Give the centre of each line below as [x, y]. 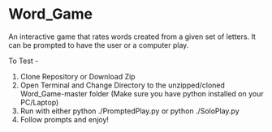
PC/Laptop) [39, 102]
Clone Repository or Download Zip [78, 76]
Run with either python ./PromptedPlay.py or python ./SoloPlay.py [130, 111]
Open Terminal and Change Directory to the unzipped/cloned [123, 85]
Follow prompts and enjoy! [65, 119]
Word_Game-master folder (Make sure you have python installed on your [142, 93]
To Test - [24, 61]
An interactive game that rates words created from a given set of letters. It [132, 36]
